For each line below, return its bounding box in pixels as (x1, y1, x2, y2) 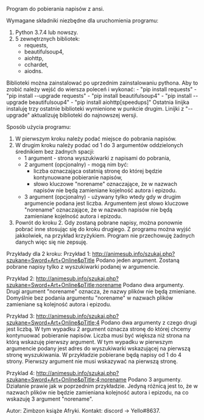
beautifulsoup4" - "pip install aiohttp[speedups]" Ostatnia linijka (29, 98, 190, 106)
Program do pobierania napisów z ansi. (6, 5, 105, 12)
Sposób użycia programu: (6, 123, 71, 130)
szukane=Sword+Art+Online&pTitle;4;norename (6, 376, 127, 383)
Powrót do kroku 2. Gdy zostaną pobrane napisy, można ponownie (15, 219, 183, 226)
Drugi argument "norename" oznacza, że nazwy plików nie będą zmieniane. (6, 288, 197, 295)
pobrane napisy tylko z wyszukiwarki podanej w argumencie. (6, 263, 160, 270)
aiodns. (24, 67, 43, 75)
